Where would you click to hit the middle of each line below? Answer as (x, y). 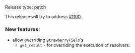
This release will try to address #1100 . (44, 16)
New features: (23, 29)
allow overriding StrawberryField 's (48, 40)
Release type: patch (26, 7)
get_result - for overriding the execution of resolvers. (75, 45)
